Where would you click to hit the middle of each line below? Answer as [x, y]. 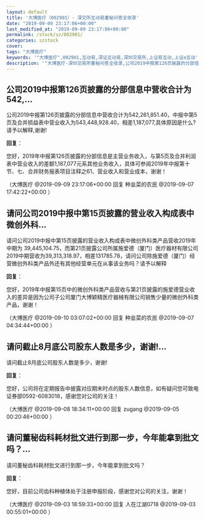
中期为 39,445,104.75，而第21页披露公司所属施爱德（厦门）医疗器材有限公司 [103, 248]
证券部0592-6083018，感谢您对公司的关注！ [63, 396]
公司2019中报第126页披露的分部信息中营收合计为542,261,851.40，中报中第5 [102, 115]
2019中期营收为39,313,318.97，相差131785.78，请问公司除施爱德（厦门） [98, 256]
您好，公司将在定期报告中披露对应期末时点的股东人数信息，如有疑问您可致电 [103, 388]
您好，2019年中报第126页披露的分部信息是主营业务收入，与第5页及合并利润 [101, 156]
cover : [15, 46]
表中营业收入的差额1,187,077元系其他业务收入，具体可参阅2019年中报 [93, 164]
